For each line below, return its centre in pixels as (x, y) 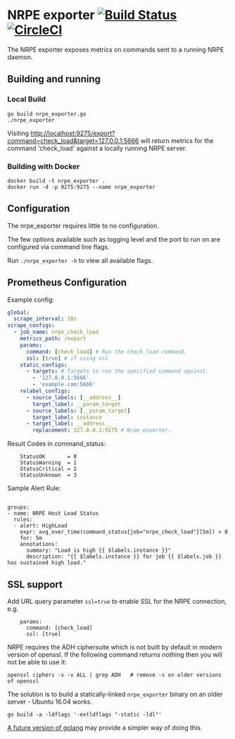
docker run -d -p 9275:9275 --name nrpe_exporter (82, 187)
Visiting (18, 133)
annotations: (39, 545)
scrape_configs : (31, 325)
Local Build (27, 99)
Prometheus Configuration (67, 283)
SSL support (35, 584)
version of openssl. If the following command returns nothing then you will (115, 654)
